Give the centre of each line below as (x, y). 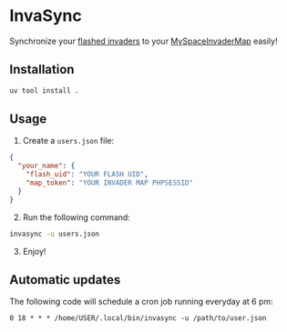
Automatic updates (65, 280)
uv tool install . (44, 91)
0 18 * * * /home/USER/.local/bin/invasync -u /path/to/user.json (138, 318)
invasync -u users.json (55, 234)
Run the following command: (76, 217)
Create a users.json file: (68, 141)
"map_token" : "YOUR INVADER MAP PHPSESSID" (110, 183)
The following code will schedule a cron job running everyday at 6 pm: (141, 302)
